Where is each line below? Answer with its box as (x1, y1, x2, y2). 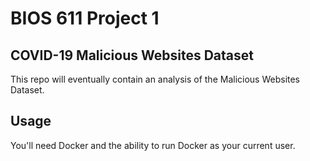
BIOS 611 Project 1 (10, 7, 160, 30)
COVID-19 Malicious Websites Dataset (10, 47, 254, 64)
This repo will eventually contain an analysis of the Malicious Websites (10, 73, 301, 85)
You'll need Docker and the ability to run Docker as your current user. (10, 139, 296, 151)
